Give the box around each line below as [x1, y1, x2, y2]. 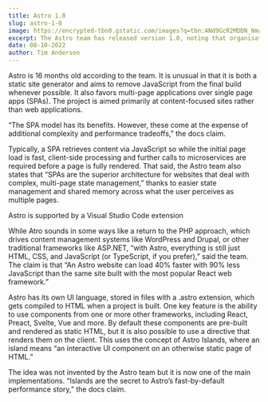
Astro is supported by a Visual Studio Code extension [8, 211, 183, 220]
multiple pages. [8, 195, 59, 205]
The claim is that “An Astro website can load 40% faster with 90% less [8, 261, 241, 269]
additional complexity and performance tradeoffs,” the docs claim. [8, 129, 226, 138]
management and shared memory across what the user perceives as [8, 187, 235, 196]
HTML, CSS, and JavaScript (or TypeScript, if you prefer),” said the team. [8, 252, 249, 261]
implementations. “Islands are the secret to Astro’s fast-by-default [8, 376, 225, 385]
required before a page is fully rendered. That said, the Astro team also [8, 161, 242, 170]
